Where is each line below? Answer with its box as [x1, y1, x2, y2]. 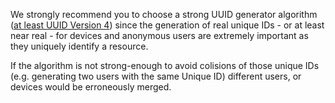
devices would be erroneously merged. [10, 81, 172, 93]
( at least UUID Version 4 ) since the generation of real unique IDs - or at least [10, 19, 325, 31]
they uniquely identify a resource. [10, 40, 149, 52]
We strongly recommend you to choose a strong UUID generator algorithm [10, 9, 318, 20]
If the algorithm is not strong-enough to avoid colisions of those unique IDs [10, 60, 320, 71]
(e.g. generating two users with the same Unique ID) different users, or [10, 70, 302, 82]
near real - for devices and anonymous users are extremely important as [10, 30, 309, 41]
